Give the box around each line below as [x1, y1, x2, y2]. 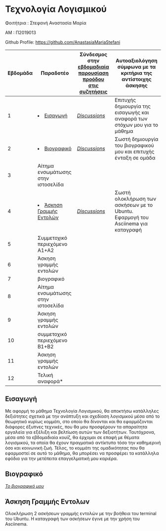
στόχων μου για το [114, 121, 159, 128]
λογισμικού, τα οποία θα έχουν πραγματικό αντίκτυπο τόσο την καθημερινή [5, 440, 161, 446]
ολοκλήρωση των [114, 195, 157, 202]
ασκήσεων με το [114, 201, 153, 208]
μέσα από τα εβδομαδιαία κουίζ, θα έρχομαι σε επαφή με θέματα [5, 434, 140, 440]
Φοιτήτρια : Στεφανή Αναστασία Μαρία [5, 20, 86, 26]
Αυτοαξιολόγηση [116, 57, 158, 64]
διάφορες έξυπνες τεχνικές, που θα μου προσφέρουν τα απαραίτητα [5, 424, 148, 430]
